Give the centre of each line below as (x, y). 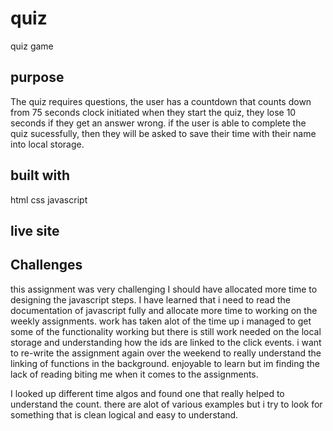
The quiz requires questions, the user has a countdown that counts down (161, 101)
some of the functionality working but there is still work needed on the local (166, 331)
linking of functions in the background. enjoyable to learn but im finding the (165, 363)
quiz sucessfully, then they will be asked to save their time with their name (163, 133)
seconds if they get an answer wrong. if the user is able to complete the (158, 123)
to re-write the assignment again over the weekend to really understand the (166, 353)
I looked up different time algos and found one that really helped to (147, 393)
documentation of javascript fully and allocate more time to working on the (164, 310)
